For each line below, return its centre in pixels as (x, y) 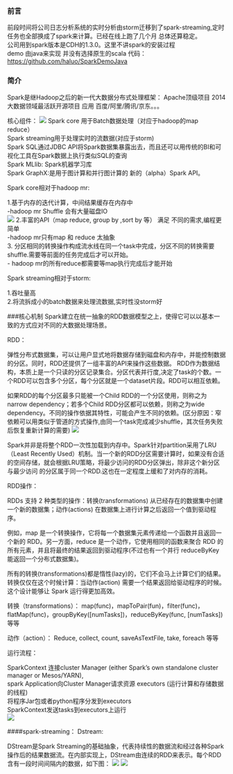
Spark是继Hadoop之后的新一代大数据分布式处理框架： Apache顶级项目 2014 (116, 97)
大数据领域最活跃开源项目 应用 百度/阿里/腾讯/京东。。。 (85, 106)
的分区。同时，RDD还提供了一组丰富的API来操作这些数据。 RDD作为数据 (111, 363)
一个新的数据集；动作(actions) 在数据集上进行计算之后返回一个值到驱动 (109, 509)
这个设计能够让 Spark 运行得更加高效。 (63, 591)
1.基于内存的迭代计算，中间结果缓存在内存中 (70, 202)
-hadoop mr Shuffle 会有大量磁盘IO (58, 211)
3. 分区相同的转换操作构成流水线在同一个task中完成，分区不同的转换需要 (111, 245)
